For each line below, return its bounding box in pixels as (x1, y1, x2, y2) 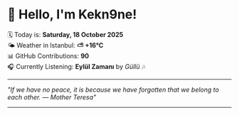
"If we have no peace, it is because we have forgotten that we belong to (7, 85, 219, 94)
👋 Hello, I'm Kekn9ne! (7, 6, 137, 23)
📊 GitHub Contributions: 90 (7, 51, 90, 60)
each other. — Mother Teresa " (7, 92, 97, 102)
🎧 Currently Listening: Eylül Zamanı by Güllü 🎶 (7, 62, 146, 70)
